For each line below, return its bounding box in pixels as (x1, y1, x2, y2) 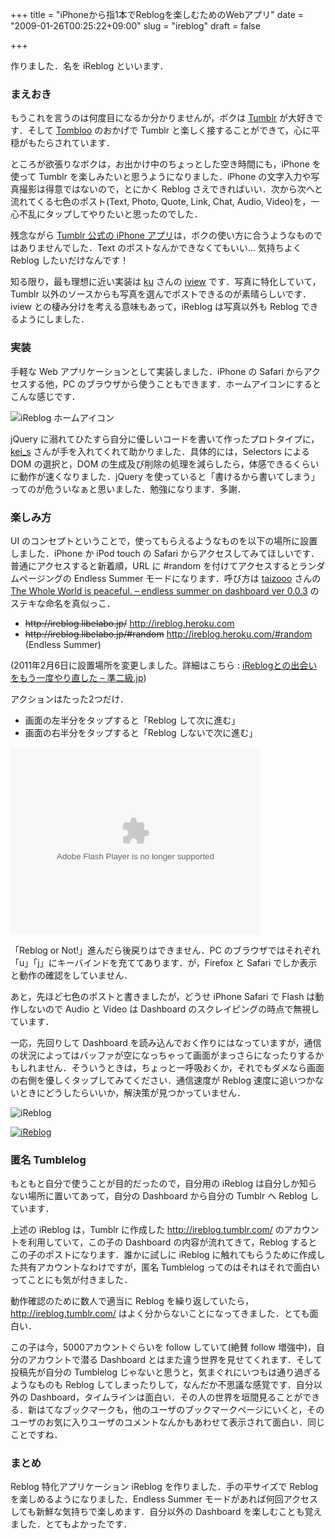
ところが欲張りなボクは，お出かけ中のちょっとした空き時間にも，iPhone (10, 158, 310, 170)
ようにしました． (18, 313, 90, 325)
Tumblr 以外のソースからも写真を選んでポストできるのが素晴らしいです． (10, 288, 312, 300)
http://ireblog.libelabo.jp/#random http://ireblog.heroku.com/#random (24, 628, 313, 640)
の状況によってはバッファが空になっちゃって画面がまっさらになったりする (10, 1049, 316, 1061)
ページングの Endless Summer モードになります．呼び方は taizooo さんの (18, 572, 322, 584)
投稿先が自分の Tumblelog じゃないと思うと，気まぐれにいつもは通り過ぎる (10, 1366, 322, 1378)
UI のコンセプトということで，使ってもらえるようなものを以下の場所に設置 (10, 534, 318, 547)
